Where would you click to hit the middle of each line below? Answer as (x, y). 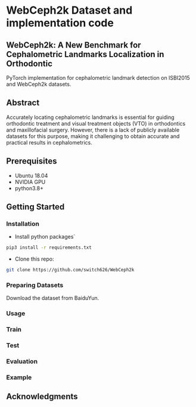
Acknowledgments (42, 397)
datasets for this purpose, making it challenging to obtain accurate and (93, 136)
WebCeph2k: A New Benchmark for (74, 45)
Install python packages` (45, 237)
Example (19, 377)
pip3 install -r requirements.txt (49, 248)
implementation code (60, 23)
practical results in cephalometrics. (49, 142)
